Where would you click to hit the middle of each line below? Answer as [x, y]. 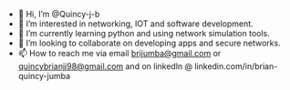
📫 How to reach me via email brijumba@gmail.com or [119, 53]
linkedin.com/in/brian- [236, 66]
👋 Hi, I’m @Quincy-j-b [59, 14]
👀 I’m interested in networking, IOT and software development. [135, 24]
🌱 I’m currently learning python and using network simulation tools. [144, 33]
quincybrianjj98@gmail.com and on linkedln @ [105, 66]
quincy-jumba [44, 76]
